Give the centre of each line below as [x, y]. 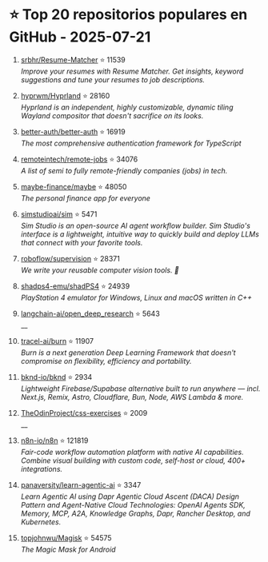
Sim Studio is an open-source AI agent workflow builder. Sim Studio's [136, 225]
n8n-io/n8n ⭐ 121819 [54, 440]
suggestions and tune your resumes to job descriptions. [113, 79]
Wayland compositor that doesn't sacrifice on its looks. [112, 115]
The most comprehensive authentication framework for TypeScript [131, 143]
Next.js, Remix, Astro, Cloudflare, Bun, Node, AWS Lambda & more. [132, 397]
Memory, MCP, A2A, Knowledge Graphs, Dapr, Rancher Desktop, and [136, 513]
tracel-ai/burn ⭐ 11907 [57, 341]
